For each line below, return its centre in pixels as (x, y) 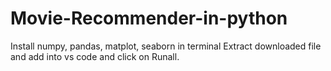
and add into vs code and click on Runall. (95, 56)
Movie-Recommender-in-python (149, 18)
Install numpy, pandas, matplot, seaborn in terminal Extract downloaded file (166, 46)
